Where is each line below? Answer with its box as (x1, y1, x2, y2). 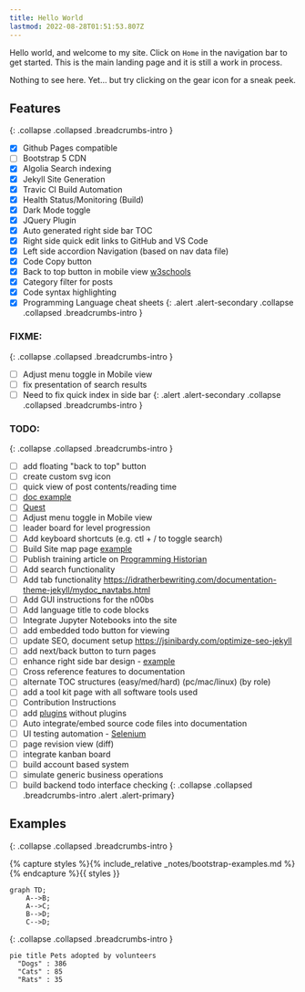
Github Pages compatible (22, 142, 118, 153)
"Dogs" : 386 (17, 959, 67, 968)
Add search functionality (22, 563, 116, 575)
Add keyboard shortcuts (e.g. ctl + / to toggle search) (22, 533, 223, 544)
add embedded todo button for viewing (22, 625, 170, 636)
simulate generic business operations (22, 768, 164, 780)
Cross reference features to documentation (22, 666, 186, 677)
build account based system (22, 758, 129, 769)
